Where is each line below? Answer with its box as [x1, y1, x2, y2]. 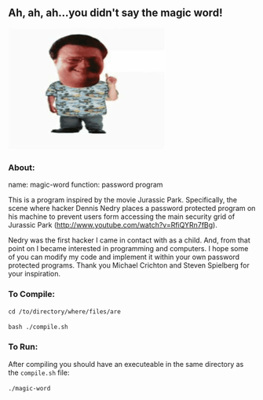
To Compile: [8, 289, 56, 300]
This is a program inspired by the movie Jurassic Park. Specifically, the [8, 195, 238, 205]
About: [8, 161, 35, 172]
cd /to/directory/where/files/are [8, 308, 122, 316]
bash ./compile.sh [8, 323, 68, 331]
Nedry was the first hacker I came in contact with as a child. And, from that [8, 235, 250, 245]
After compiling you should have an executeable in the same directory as [8, 359, 244, 369]
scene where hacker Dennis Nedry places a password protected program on [8, 204, 256, 213]
